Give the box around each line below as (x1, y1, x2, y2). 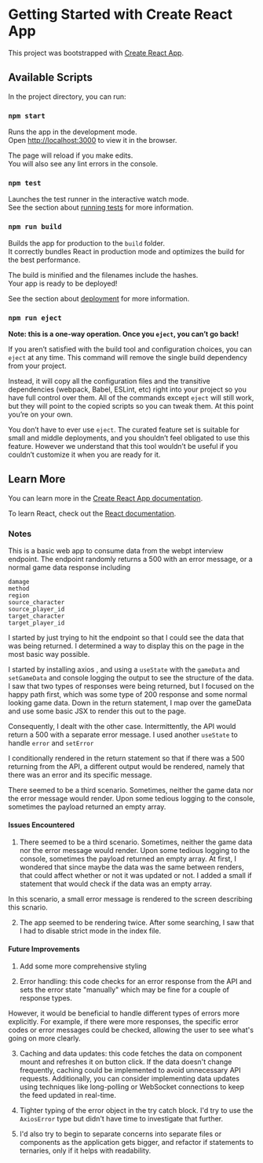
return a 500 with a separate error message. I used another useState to (8, 730, 238, 739)
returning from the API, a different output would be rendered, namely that (8, 762, 245, 771)
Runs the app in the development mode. (8, 127, 137, 137)
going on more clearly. (8, 1034, 81, 1043)
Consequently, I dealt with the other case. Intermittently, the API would (8, 722, 236, 731)
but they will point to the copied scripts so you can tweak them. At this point (8, 401, 254, 410)
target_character (8, 612, 65, 621)
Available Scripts (8, 71, 93, 84)
